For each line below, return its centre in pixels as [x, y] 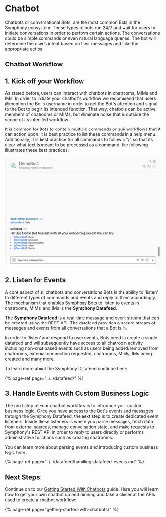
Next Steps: [23, 478]
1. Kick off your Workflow [45, 81]
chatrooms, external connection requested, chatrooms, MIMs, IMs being [79, 353]
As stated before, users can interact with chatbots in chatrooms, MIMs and [81, 93]
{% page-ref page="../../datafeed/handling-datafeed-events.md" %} [75, 461]
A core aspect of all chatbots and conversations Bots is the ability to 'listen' [82, 292]
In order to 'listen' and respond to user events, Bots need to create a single [81, 337]
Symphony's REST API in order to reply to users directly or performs [75, 432]
